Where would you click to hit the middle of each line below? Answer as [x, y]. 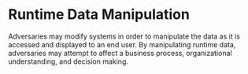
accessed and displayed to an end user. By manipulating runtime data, [122, 44]
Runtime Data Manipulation [99, 15]
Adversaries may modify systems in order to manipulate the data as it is [124, 36]
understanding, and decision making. [68, 61]
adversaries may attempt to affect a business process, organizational [120, 53]
